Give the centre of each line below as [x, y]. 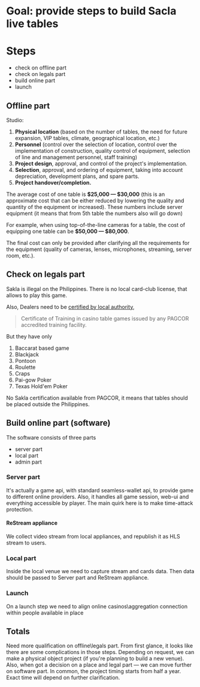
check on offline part [41, 68]
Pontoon [25, 361]
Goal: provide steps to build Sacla [91, 11]
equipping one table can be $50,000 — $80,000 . [68, 231]
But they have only [29, 336]
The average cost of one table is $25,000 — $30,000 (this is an [86, 194]
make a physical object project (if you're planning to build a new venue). [95, 659]
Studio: [15, 120]
